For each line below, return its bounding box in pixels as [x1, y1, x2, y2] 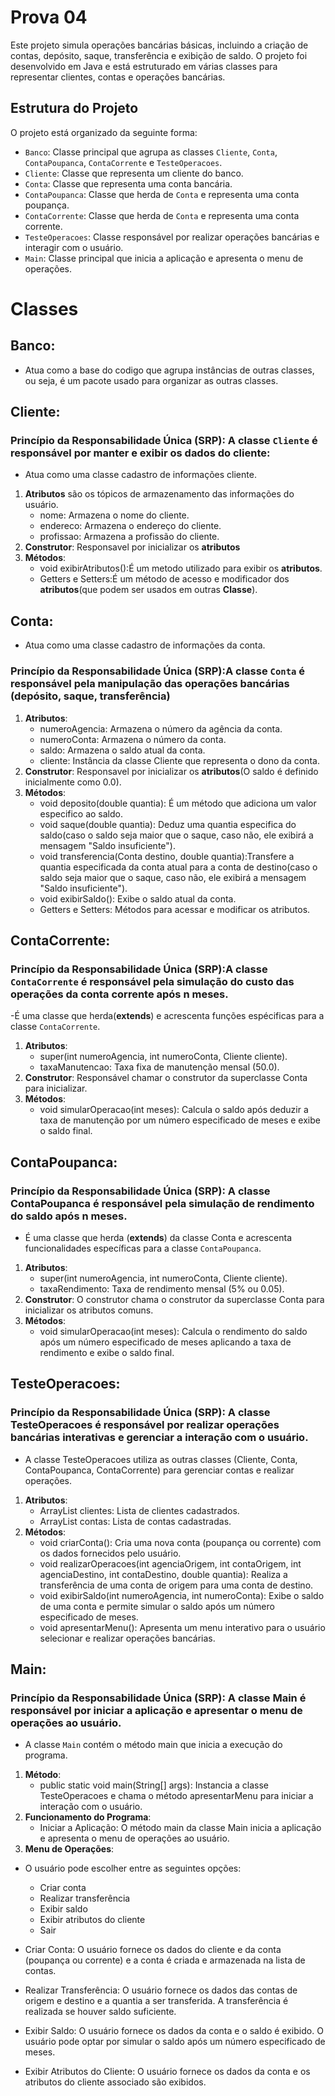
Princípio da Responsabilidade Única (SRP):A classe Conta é [10, 664, 306, 678]
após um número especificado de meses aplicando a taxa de [39, 1336, 292, 1348]
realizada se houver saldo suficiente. [24, 2006, 177, 2018]
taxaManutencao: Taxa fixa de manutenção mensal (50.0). [39, 1061, 280, 1073]
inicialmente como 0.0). [24, 776, 122, 788]
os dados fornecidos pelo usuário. [39, 1547, 182, 1559]
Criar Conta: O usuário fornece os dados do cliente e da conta [24, 1944, 282, 1956]
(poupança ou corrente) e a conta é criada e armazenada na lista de [24, 1954, 306, 1966]
